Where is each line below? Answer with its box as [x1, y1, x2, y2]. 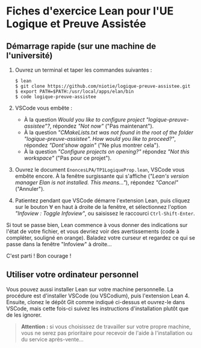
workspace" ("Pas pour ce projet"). [23, 155, 112, 161]
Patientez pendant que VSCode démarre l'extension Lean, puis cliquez [14, 197, 191, 204]
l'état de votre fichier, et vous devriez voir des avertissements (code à [6, 228, 179, 235]
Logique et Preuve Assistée [6, 17, 146, 31]
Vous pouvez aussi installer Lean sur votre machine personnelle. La [6, 285, 173, 293]
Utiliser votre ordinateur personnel [6, 270, 139, 280]
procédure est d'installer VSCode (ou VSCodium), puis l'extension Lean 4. [6, 292, 190, 299]
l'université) [6, 50, 53, 61]
